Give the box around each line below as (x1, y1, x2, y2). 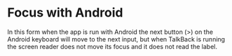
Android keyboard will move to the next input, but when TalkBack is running (7, 35, 226, 43)
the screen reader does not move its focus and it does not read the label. (7, 42, 217, 50)
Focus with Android (7, 5, 123, 21)
